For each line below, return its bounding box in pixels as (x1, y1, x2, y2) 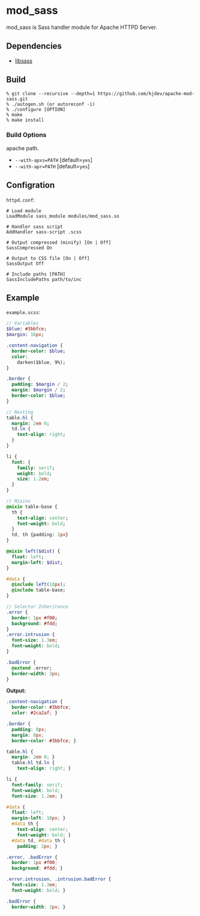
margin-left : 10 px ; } (11, 815, 66, 821)
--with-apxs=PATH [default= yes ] (14, 156, 93, 163)
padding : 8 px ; (11, 726, 47, 733)
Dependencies (6, 41, 62, 51)
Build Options (6, 131, 47, 139)
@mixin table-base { (6, 504, 58, 510)
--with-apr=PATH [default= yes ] (14, 162, 90, 169)
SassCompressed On (6, 245, 52, 251)
